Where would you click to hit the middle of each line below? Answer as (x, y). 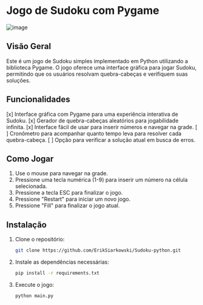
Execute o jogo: (35, 284)
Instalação (27, 225)
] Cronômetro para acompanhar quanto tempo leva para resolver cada (94, 133)
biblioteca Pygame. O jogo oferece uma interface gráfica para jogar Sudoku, (101, 67)
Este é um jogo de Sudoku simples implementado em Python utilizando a (97, 61)
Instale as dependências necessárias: (62, 262)
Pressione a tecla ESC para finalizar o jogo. (69, 193)
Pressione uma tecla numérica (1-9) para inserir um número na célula (101, 180)
